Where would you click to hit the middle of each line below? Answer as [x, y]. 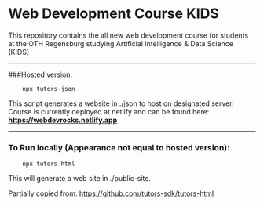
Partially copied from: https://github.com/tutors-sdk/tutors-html [111, 193]
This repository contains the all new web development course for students [128, 35]
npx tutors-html [49, 164]
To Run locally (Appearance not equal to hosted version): [119, 147]
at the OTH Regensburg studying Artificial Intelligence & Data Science [121, 43]
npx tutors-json [49, 89]
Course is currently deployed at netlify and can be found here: [109, 111]
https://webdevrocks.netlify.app [63, 120]
